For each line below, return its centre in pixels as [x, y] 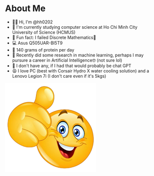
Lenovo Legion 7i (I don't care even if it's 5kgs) [59, 76]
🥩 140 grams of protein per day [43, 50]
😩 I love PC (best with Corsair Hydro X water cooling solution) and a [81, 70]
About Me [25, 9]
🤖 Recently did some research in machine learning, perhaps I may [78, 55]
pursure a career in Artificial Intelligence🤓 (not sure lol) [67, 60]
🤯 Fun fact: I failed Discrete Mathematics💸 [54, 37]
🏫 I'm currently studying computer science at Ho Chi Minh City [75, 27]
